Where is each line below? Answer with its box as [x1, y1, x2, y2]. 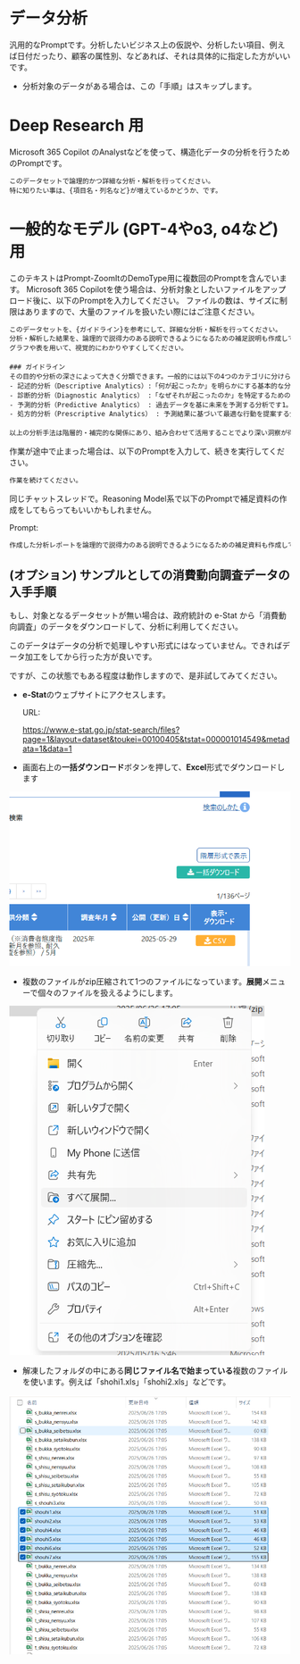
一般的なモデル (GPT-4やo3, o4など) [9, 219, 279, 239]
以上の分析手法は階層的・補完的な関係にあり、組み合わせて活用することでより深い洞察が [9, 429, 288, 438]
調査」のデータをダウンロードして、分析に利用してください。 [16, 621, 244, 631]
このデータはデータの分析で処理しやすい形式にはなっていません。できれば [9, 640, 283, 650]
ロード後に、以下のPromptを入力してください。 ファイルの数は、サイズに [9, 295, 280, 305]
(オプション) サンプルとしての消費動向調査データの [9, 568, 290, 583]
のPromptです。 [9, 157, 67, 168]
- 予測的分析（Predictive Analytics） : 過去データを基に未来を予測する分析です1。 [9, 400, 293, 409]
